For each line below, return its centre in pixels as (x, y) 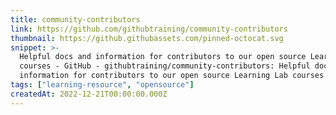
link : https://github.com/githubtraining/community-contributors (149, 29)
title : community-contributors (75, 19)
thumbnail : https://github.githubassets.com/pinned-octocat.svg (147, 38)
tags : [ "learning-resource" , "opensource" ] (102, 85)
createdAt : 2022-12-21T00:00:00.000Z (89, 94)
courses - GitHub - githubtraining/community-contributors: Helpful (165, 66)
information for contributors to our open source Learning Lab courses (172, 76)
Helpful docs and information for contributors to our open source (163, 57)
